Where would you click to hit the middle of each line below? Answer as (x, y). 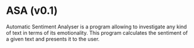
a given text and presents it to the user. (53, 39)
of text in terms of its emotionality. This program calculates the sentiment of (97, 32)
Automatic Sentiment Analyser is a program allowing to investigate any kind (97, 27)
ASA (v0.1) (32, 11)
